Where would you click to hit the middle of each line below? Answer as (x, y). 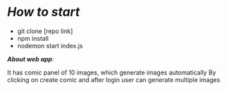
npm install (33, 38)
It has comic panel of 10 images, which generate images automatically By (112, 72)
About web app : (30, 59)
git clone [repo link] (45, 31)
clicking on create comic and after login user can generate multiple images (113, 79)
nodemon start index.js (50, 45)
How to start (44, 12)
